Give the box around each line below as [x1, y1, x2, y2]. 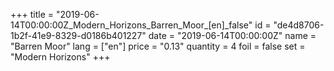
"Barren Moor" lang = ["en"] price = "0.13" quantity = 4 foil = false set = [10, 40, 306, 52]
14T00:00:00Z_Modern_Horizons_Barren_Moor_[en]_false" [10, 19, 253, 31]
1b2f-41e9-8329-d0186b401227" [10, 30, 147, 41]
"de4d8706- [273, 19, 325, 31]
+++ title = [10, 9, 55, 20]
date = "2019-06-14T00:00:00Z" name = [148, 30, 317, 41]
